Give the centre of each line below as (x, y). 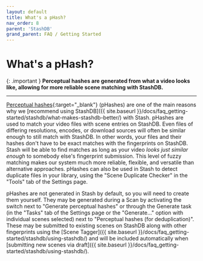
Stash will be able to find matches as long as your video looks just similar (97, 150)
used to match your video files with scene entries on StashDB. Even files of (100, 124)
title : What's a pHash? (36, 18)
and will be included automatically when (138, 239)
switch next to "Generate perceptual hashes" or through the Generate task (99, 207)
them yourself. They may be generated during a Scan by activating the (94, 200)
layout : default (27, 12)
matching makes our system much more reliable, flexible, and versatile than (100, 163)
